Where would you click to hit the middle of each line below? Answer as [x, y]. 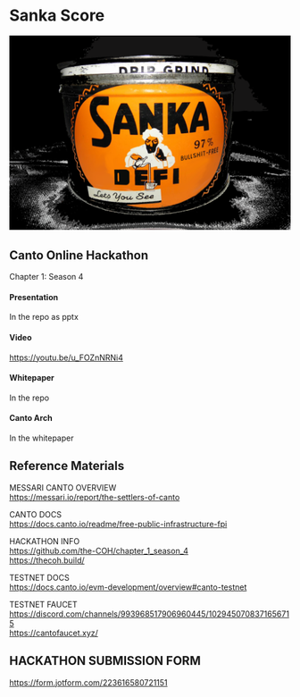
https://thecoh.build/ [47, 560]
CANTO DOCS [36, 514]
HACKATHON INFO [45, 541]
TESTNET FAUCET [43, 604]
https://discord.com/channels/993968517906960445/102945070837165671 [150, 614]
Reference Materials [67, 466]
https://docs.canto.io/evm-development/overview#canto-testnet [128, 587]
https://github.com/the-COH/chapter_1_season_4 [99, 550]
